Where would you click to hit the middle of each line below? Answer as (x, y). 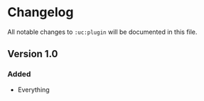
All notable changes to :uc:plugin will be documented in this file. (102, 32)
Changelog (41, 12)
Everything (33, 90)
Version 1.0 (33, 54)
